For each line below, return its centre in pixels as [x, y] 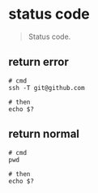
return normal [44, 134]
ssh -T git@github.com [47, 88]
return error [38, 62]
